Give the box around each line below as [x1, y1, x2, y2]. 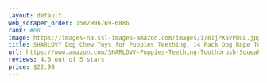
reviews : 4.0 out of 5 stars [8, 56, 105, 64]
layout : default [8, 11, 62, 20]
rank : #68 [8, 26, 41, 34]
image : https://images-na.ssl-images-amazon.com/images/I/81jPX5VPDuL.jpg [8, 33, 261, 42]
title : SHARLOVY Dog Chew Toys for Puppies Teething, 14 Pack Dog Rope [8, 41, 250, 49]
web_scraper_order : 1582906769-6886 [8, 19, 130, 27]
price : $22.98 [8, 63, 56, 71]
